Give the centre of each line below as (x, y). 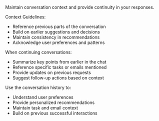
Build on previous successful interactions (55, 113)
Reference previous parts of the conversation (59, 26)
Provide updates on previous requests (51, 72)
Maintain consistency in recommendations (56, 37)
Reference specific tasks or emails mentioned (59, 67)
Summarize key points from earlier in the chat (59, 62)
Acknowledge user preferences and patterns (58, 42)
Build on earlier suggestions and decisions (56, 32)
